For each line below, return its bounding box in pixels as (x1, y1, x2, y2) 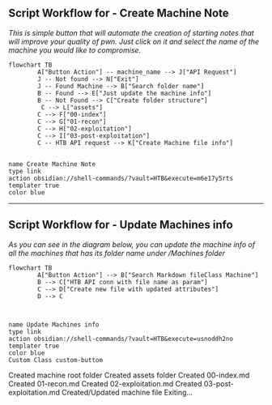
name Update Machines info (8, 320, 100, 329)
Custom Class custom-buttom (8, 356, 104, 364)
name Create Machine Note (8, 160, 96, 168)
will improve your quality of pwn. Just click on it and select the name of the (8, 36, 260, 46)
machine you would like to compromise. (8, 45, 142, 55)
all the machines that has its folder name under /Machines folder (8, 248, 225, 258)
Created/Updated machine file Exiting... (62, 387, 193, 397)
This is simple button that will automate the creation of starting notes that (8, 28, 254, 37)
